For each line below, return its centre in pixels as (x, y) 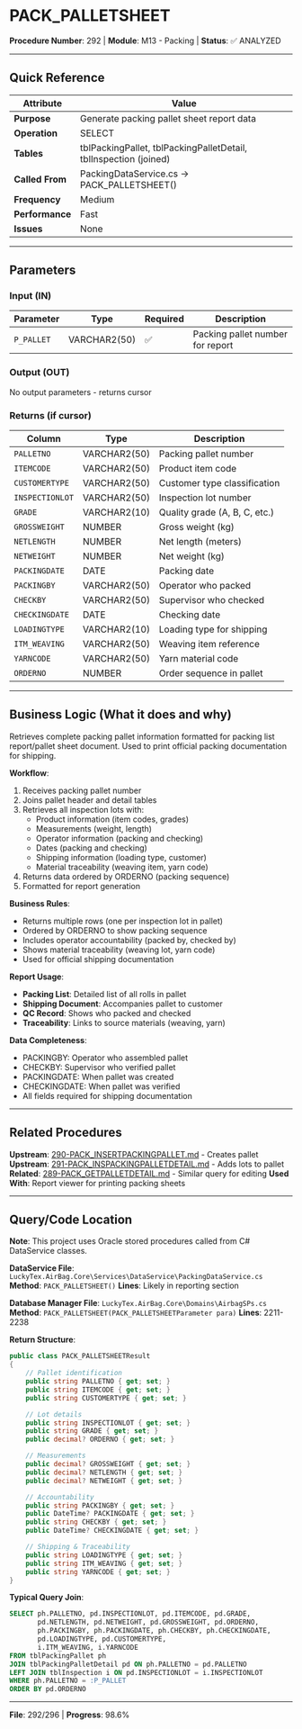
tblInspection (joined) (125, 158)
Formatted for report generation (81, 886)
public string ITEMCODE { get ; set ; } (98, 1390)
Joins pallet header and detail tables (89, 800)
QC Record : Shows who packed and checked (107, 1013)
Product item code (198, 469)
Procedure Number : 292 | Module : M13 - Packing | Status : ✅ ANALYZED (145, 41)
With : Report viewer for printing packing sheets (98, 1183)
